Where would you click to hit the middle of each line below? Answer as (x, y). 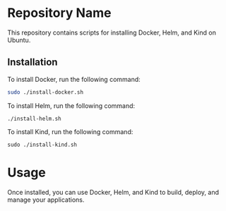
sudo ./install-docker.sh (45, 92)
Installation (32, 62)
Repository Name (59, 13)
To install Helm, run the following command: (71, 105)
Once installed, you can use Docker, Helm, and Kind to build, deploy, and (113, 192)
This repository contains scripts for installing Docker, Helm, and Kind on (112, 32)
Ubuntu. (19, 40)
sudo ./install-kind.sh (42, 145)
